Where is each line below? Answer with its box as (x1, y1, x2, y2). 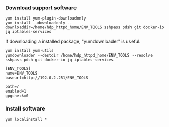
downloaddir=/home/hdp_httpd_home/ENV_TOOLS (5, 25, 102, 30)
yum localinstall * (5, 117, 47, 122)
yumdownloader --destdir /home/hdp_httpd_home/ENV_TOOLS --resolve (5, 53, 153, 58)
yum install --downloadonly (5, 20, 66, 26)
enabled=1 (5, 89, 27, 94)
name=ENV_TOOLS (5, 71, 38, 76)
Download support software (5, 4, 77, 11)
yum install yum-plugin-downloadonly (5, 16, 86, 21)
